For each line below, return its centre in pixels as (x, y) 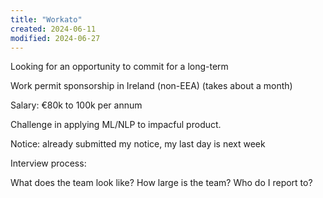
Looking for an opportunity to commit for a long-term (119, 67)
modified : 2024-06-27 (55, 38)
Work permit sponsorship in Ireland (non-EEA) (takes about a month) (151, 86)
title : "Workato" (46, 19)
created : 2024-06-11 (53, 29)
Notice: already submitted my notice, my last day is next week (138, 144)
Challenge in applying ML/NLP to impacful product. (116, 125)
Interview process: (48, 163)
